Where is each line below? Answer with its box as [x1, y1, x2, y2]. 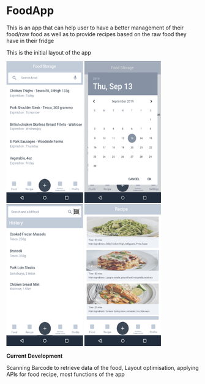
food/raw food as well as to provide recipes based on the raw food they [6, 30, 187, 37]
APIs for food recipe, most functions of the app [6, 371, 125, 378]
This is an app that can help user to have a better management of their [6, 24, 184, 31]
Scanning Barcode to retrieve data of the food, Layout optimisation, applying [6, 364, 199, 371]
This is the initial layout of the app [6, 48, 92, 56]
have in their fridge [6, 37, 54, 44]
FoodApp [6, 4, 54, 18]
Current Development [6, 352, 63, 359]
